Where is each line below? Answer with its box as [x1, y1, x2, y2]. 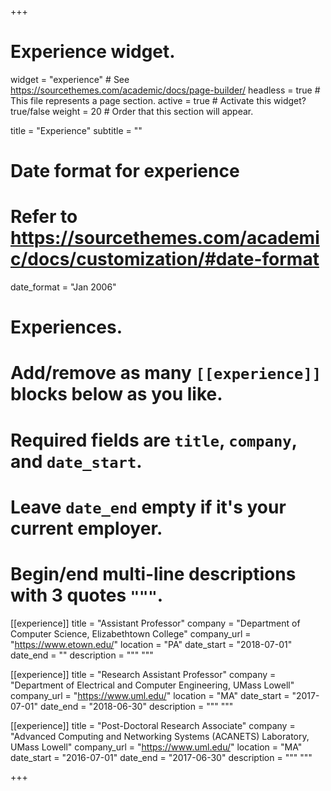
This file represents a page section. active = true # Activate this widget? [10, 94, 307, 106]
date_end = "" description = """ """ [10, 649, 154, 661]
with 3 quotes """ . [10, 584, 164, 606]
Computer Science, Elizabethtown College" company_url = [10, 627, 252, 640]
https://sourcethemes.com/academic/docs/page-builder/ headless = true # [10, 84, 321, 96]
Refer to [10, 206, 78, 228]
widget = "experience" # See [10, 73, 130, 85]
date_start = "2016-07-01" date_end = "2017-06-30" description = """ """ [10, 751, 313, 763]
